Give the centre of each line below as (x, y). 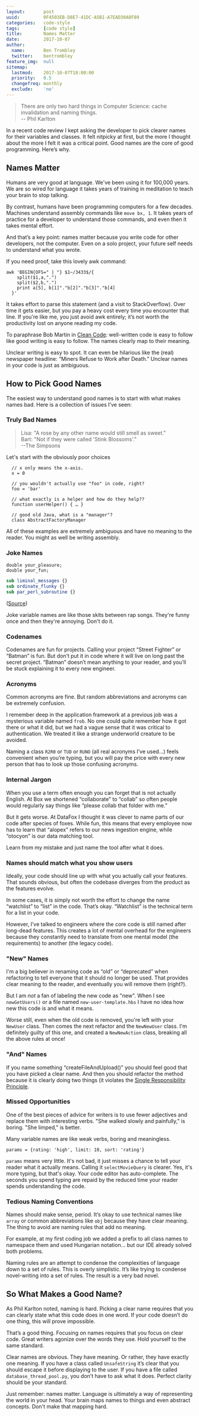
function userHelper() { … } (48, 504)
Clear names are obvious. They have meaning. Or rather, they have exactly (97, 1357)
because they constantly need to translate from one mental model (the (92, 937)
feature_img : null (30, 61)
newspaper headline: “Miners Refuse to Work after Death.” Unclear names (97, 358)
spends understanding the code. (46, 1186)
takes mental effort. (30, 225)
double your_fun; (28, 570)
